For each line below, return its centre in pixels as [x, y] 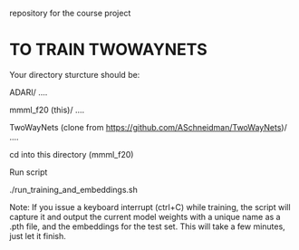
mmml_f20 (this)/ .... [47, 110]
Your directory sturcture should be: [75, 74]
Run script [29, 172]
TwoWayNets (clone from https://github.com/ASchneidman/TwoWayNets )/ [148, 127]
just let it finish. [38, 236]
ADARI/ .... [29, 92]
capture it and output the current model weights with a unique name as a [145, 216]
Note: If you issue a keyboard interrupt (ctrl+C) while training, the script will [150, 207]
